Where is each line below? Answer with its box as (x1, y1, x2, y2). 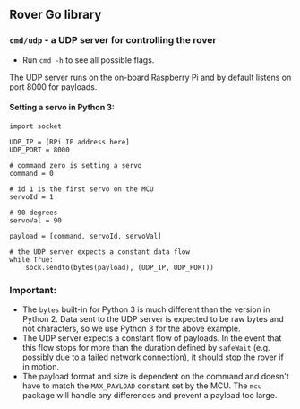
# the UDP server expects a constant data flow (9, 247, 191, 257)
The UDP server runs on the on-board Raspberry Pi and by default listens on (9, 72, 292, 83)
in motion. (21, 361, 60, 372)
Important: (9, 283, 57, 296)
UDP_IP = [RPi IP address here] (9, 137, 130, 146)
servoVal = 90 (9, 215, 63, 225)
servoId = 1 (9, 192, 54, 201)
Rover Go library (9, 7, 102, 22)
